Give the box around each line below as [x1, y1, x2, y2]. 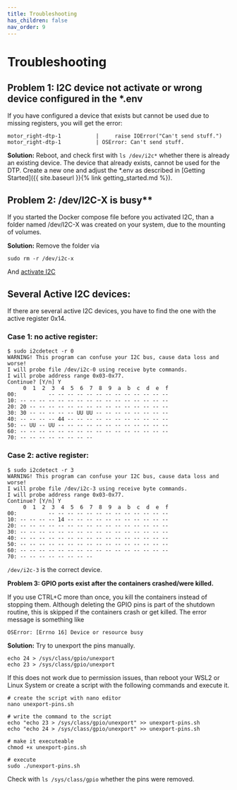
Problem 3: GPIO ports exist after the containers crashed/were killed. [7, 579, 214, 588]
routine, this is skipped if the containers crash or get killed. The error [7, 607, 207, 616]
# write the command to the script [7, 713, 112, 720]
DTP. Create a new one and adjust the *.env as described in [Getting [7, 166, 206, 175]
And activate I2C [7, 267, 56, 276]
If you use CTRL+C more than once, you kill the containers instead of [7, 592, 208, 601]
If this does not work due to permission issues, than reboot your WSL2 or [7, 673, 220, 681]
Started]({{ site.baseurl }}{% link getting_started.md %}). [7, 174, 173, 182]
